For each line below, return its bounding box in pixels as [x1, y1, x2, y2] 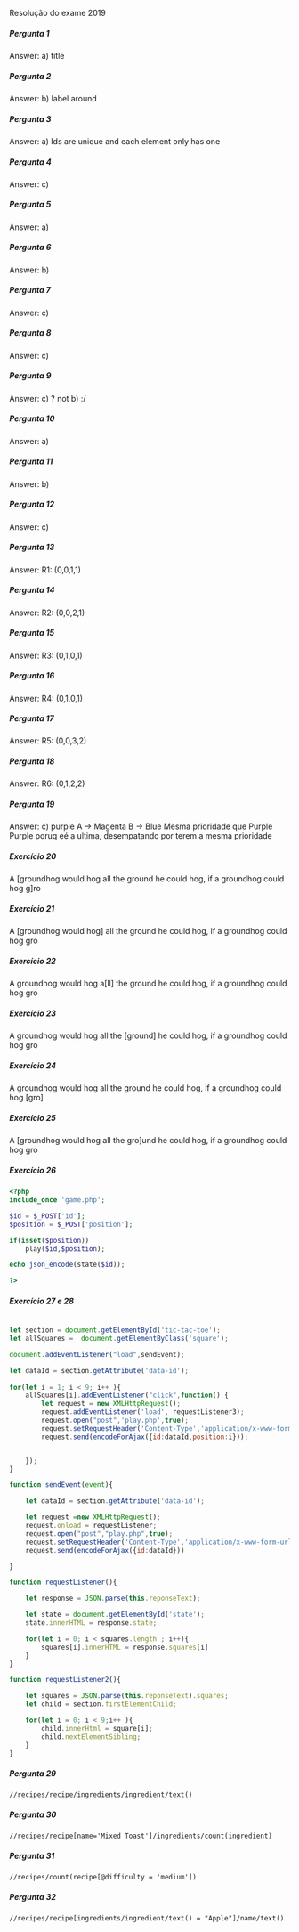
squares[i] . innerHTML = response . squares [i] [41, 1643, 209, 1652]
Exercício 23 [9, 1008, 56, 1019]
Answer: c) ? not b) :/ [9, 393, 86, 403]
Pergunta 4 [9, 156, 52, 167]
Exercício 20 [9, 851, 57, 862]
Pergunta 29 [9, 1768, 56, 1779]
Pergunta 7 [9, 285, 52, 296]
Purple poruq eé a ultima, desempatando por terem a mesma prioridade [9, 831, 273, 841]
